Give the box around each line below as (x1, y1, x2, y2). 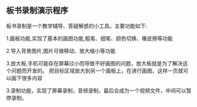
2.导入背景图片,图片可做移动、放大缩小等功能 (6, 47, 116, 54)
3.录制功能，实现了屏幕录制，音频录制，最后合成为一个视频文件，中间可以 (6, 87, 187, 94)
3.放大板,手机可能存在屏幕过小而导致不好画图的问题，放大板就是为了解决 (6, 59, 183, 66)
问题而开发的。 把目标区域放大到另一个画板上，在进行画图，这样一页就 (11, 67, 183, 74)
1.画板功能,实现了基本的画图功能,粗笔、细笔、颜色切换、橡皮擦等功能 (6, 35, 173, 42)
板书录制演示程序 (6, 5, 68, 16)
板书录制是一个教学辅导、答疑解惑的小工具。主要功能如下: (6, 22, 147, 29)
